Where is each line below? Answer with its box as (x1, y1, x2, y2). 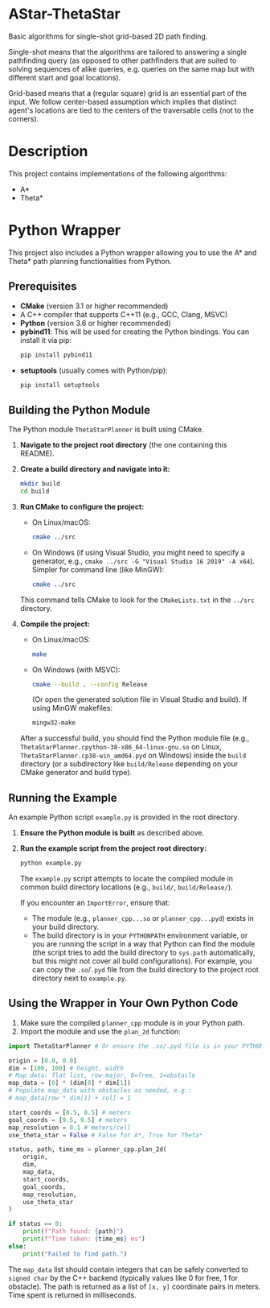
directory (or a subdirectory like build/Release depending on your (19, 759, 239, 769)
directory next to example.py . (31, 973, 127, 983)
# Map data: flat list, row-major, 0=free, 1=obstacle (8, 1071, 196, 1079)
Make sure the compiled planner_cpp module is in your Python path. (19, 1017, 245, 1027)
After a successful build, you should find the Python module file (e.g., (19, 733, 250, 743)
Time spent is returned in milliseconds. (8, 1289, 137, 1300)
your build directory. (31, 922, 99, 931)
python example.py (19, 859, 82, 868)
